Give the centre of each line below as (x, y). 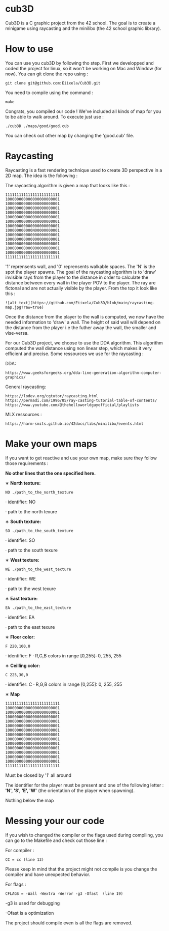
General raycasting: (26, 387)
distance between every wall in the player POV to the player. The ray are (80, 282)
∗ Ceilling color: (23, 665)
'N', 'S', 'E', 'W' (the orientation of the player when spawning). (70, 790)
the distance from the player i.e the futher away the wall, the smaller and (81, 327)
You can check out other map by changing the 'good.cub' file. (70, 135)
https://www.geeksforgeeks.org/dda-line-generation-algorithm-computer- (83, 373)
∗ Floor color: (20, 637)
